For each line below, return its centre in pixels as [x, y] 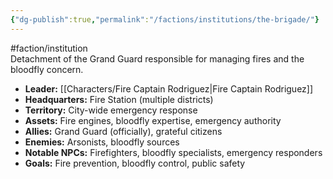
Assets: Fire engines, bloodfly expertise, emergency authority [153, 120]
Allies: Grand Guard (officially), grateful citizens [123, 131]
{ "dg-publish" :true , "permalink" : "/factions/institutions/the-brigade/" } [165, 19]
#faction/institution [49, 48]
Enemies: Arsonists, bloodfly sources [102, 142]
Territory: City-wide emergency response [111, 110]
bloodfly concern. [47, 69]
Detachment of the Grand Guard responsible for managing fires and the [157, 58]
